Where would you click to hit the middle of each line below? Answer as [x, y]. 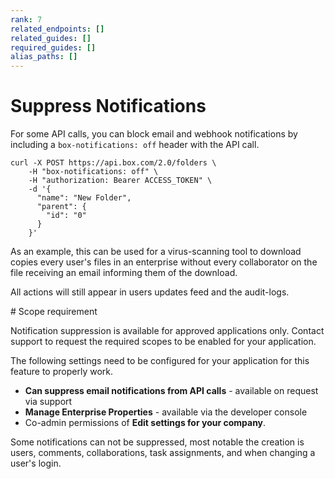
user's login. [36, 463]
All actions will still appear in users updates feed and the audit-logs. [150, 292]
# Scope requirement [54, 312]
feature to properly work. [62, 372]
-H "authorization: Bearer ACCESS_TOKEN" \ [120, 181]
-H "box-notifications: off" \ [93, 172]
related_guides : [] [51, 38]
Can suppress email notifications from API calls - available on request [171, 391]
